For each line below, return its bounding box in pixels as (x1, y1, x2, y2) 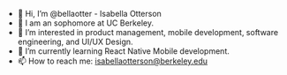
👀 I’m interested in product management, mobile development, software (17, 27, 279, 37)
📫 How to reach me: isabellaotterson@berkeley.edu (17, 56, 208, 66)
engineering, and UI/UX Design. (17, 36, 134, 47)
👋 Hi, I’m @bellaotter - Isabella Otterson (17, 9, 162, 19)
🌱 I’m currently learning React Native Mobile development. (17, 46, 230, 56)
